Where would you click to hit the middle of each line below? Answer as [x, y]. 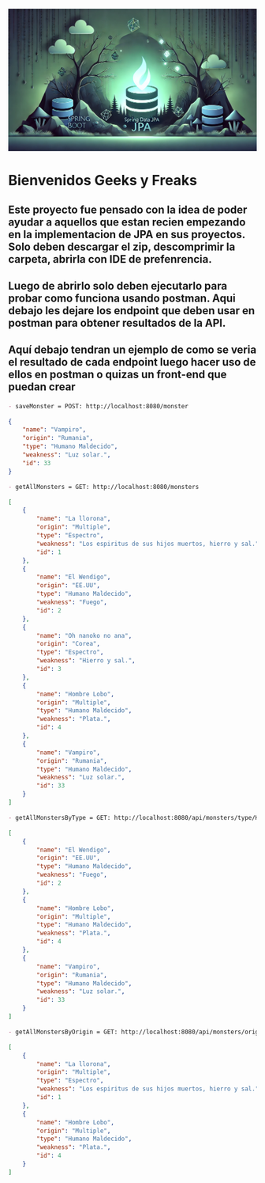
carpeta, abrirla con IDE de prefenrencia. [110, 259]
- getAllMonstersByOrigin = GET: [63, 1032]
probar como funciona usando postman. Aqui [122, 298]
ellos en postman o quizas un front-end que [118, 375]
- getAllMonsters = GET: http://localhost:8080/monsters [104, 487]
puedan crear [42, 387]
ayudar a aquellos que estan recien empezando [127, 222]
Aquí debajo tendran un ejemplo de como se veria [132, 350]
